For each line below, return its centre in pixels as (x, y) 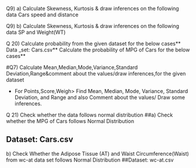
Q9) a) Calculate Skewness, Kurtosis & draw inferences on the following (93, 8)
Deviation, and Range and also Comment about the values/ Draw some (100, 97)
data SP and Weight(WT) (36, 32)
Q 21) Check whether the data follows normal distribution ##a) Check (90, 115)
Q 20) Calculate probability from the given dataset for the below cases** (94, 44)
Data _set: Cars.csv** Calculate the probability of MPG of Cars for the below (98, 50)
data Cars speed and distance (42, 15)
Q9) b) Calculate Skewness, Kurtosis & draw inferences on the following (93, 26)
